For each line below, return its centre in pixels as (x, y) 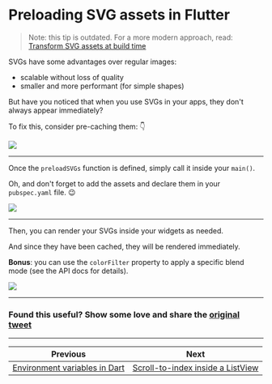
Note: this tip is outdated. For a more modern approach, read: (130, 37)
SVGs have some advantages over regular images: (93, 62)
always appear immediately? (56, 110)
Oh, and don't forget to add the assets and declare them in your (115, 183)
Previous (69, 354)
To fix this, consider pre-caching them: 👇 (77, 126)
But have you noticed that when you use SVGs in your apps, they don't (126, 101)
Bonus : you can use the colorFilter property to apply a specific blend (126, 262)
